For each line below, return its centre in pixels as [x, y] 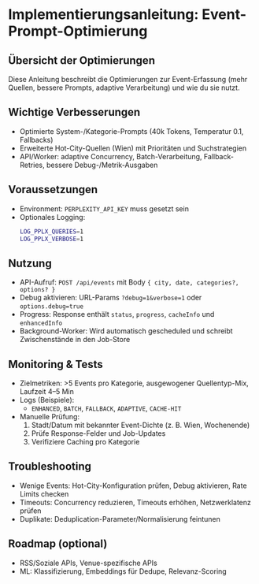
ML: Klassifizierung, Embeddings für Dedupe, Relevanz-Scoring [123, 571]
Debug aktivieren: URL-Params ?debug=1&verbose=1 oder [111, 298]
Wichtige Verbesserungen [74, 112]
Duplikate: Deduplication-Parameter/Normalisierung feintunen [120, 519]
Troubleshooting [50, 467]
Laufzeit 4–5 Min [47, 391]
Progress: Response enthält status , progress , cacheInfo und [117, 314]
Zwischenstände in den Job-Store [75, 340]
